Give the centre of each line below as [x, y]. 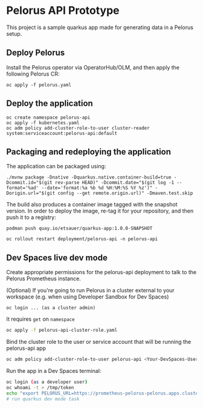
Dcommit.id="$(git [29, 183]
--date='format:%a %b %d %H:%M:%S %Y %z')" [97, 188]
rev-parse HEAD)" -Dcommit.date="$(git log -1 [114, 183]
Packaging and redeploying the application [89, 152]
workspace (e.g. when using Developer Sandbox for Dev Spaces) [88, 297]
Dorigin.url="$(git [31, 193]
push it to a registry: [31, 217]
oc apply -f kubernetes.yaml [43, 123]
